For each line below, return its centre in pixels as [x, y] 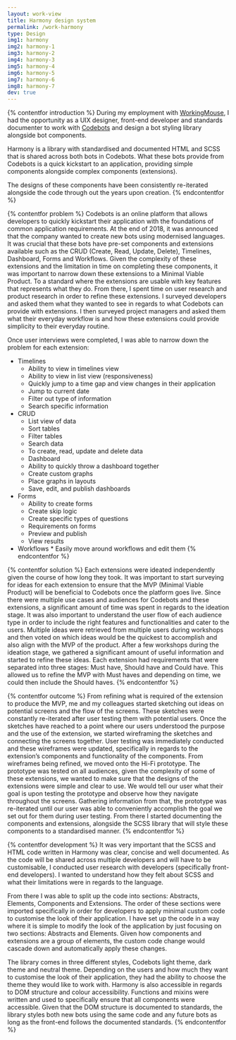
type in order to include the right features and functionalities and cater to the [118, 623]
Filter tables [45, 436]
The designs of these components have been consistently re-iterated [108, 185]
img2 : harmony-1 [31, 47]
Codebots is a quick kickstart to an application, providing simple [100, 164]
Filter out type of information [69, 399]
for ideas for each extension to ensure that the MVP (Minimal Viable [106, 585]
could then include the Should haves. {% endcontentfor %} [93, 683]
